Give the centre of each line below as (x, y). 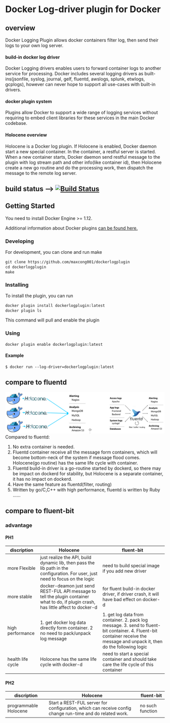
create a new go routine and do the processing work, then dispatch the (79, 167)
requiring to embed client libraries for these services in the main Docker (80, 118)
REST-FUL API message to (68, 591)
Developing (20, 241)
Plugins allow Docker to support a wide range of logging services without (82, 113)
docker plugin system (29, 101)
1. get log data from (123, 614)
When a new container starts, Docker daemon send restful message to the (83, 157)
